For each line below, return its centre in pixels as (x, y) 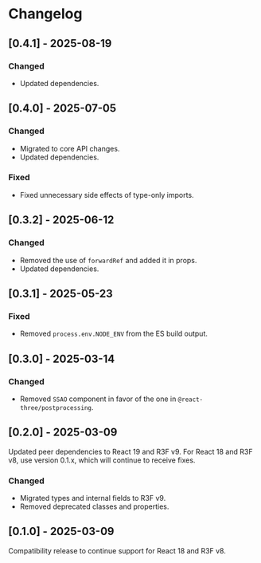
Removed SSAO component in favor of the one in (98, 399)
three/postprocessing (55, 407)
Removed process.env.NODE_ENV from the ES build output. (114, 334)
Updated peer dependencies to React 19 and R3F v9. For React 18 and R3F (130, 451)
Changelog (45, 14)
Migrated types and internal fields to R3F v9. (93, 498)
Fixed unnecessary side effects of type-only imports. (107, 195)
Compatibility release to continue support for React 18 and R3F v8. (117, 550)
